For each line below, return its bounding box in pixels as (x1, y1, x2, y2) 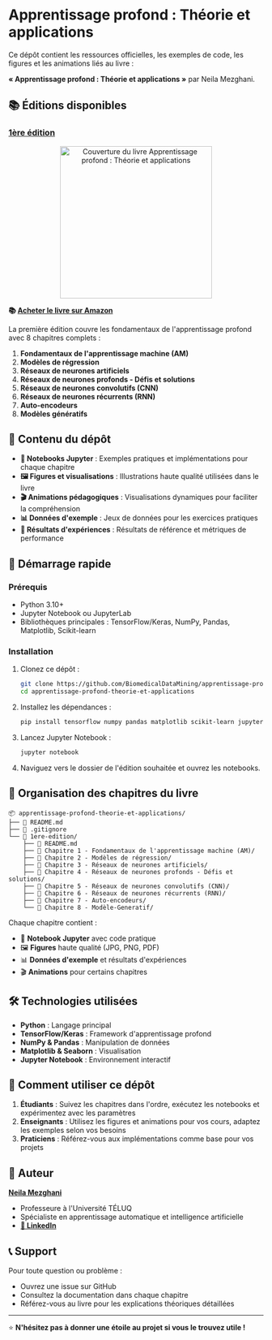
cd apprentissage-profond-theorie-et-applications (19, 687, 195, 696)
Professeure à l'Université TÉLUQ (19, 1204, 132, 1213)
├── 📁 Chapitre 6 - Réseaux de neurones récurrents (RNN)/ (23, 889, 227, 898)
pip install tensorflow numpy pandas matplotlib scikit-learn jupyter (19, 718, 264, 726)
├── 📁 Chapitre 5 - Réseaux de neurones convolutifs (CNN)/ (23, 882, 230, 890)
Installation (8, 646, 54, 657)
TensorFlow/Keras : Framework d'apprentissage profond (19, 1028, 212, 1038)
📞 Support (8, 1244, 57, 1258)
